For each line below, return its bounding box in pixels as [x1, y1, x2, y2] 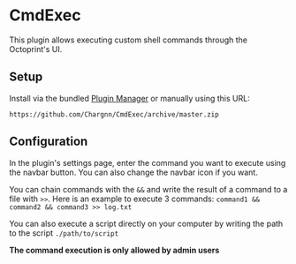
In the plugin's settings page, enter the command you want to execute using [9, 157, 286, 168]
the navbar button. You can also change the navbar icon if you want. [9, 167, 258, 177]
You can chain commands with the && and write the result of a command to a [9, 184, 288, 194]
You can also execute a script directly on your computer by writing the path [9, 218, 284, 229]
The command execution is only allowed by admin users [9, 245, 220, 255]
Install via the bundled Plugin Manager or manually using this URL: [9, 93, 250, 103]
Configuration [9, 134, 88, 149]
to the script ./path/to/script [9, 227, 119, 238]
